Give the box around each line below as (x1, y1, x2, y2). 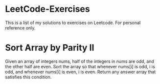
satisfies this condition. (5, 74, 52, 80)
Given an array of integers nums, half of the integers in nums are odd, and (5, 58, 154, 64)
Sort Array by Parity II (5, 42, 94, 54)
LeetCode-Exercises (5, 3, 90, 15)
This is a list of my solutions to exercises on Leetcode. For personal (5, 20, 141, 26)
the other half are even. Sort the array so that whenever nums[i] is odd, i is (5, 63, 155, 69)
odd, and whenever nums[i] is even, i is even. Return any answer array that (5, 69, 156, 75)
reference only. (5, 25, 36, 30)
